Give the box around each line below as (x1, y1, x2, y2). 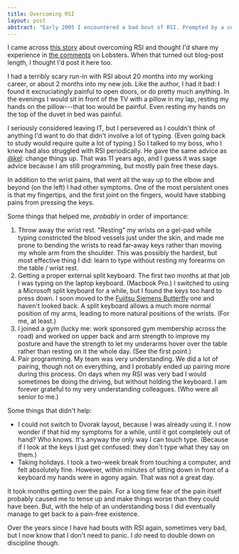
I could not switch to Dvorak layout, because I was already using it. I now (17, 420, 231, 429)
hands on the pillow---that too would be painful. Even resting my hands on (7, 103, 226, 111)
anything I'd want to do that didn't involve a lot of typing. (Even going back (7, 131, 226, 140)
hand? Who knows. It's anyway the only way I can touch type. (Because (17, 436, 229, 444)
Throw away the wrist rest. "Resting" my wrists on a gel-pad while (17, 226, 212, 235)
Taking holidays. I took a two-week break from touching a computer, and (17, 458, 231, 467)
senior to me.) (17, 393, 59, 401)
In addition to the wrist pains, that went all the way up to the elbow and (7, 175, 215, 184)
